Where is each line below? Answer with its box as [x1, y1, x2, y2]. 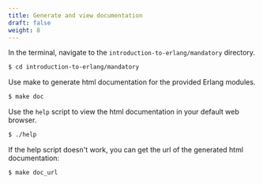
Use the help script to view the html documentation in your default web [8, 107, 239, 117]
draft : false [8, 19, 51, 27]
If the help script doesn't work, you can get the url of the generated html [8, 145, 243, 154]
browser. [8, 115, 37, 125]
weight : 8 [8, 26, 41, 34]
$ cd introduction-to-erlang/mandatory [8, 63, 140, 71]
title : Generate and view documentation [8, 11, 144, 20]
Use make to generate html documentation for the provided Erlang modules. [8, 77, 256, 87]
